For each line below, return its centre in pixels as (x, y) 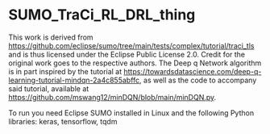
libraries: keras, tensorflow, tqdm (63, 121)
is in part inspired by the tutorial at (65, 71)
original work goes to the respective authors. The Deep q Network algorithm (135, 63)
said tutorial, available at (49, 88)
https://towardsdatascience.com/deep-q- (193, 71)
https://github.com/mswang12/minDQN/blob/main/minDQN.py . (112, 97)
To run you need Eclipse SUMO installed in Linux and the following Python (131, 113)
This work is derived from (51, 37)
